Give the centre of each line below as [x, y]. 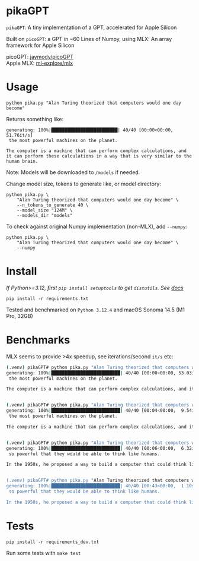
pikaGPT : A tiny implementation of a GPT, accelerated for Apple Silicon [92, 27]
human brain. [22, 161]
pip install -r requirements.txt [47, 298]
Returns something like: [35, 119]
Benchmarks [38, 340]
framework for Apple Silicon [40, 45]
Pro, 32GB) [20, 316]
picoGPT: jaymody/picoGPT [40, 56]
